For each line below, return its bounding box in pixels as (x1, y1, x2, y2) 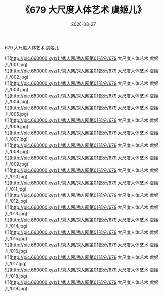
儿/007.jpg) (5, 136, 28, 142)
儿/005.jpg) (5, 111, 29, 117)
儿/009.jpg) (5, 161, 29, 167)
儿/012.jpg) (5, 198, 28, 204)
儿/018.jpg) (5, 273, 28, 279)
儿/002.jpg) (5, 74, 29, 80)
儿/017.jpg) (5, 260, 27, 266)
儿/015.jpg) (5, 235, 28, 241)
